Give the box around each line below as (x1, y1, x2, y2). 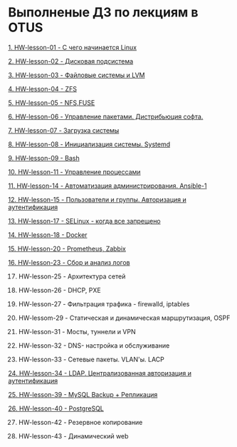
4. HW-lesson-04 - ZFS (8, 84, 78, 93)
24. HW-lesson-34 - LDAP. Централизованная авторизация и (8, 368, 191, 377)
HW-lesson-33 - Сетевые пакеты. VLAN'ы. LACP (18, 355, 164, 363)
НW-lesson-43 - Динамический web (18, 431, 129, 440)
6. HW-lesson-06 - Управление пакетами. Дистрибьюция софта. (8, 112, 204, 121)
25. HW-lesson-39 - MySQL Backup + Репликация (8, 390, 158, 398)
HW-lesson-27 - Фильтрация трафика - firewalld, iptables (18, 299, 190, 308)
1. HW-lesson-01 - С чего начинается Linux (8, 43, 137, 51)
